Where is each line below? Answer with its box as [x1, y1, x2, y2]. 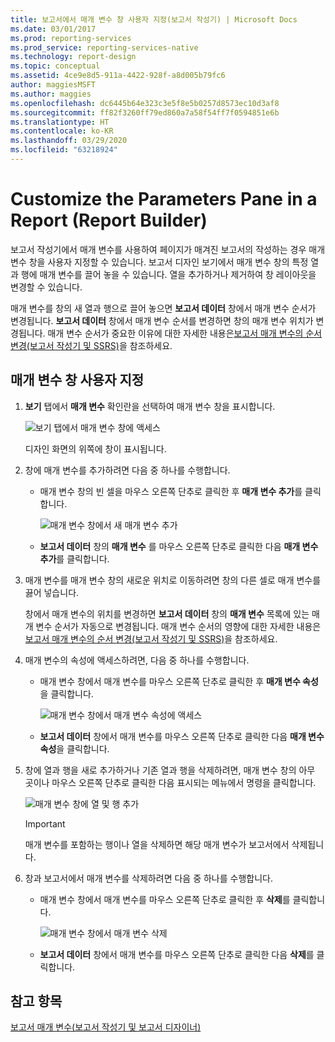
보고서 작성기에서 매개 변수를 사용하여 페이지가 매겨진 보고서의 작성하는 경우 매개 [10, 243, 326, 255]
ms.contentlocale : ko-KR [10, 126, 114, 136]
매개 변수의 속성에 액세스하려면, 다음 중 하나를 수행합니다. [24, 654, 250, 666]
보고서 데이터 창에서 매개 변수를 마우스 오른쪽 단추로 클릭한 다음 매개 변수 [39, 730, 325, 742]
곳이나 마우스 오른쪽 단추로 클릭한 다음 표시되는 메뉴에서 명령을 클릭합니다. [24, 776, 317, 788]
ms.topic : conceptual [10, 61, 101, 71]
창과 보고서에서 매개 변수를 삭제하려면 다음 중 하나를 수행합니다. [24, 872, 273, 884]
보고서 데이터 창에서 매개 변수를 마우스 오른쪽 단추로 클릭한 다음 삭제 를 [39, 948, 315, 960]
